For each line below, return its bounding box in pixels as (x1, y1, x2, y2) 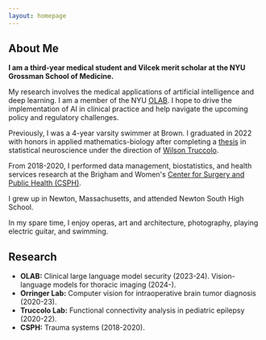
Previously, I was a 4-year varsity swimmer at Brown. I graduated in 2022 (8, 128, 252, 138)
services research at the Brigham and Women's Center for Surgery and (8, 170, 245, 180)
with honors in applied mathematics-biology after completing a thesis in (8, 137, 247, 147)
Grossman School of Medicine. (8, 72, 114, 81)
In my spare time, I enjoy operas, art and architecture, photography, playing (8, 218, 259, 228)
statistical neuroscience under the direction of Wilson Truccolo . (8, 146, 219, 155)
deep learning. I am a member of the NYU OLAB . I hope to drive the (8, 96, 232, 106)
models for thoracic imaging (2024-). (52, 280, 177, 290)
